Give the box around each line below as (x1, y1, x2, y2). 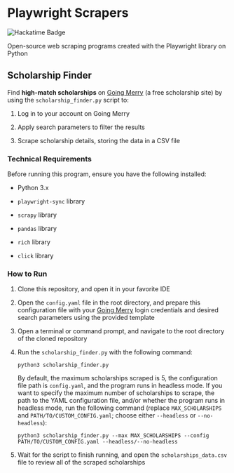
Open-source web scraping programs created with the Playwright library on (7, 41, 226, 50)
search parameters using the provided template (17, 314, 156, 322)
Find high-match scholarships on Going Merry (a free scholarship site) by (7, 88, 223, 96)
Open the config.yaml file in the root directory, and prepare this (17, 298, 201, 307)
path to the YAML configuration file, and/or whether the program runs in (17, 397, 226, 405)
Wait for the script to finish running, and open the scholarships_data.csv (17, 451, 228, 459)
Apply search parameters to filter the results (17, 123, 146, 131)
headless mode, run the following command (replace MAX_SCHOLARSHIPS (17, 404, 222, 412)
